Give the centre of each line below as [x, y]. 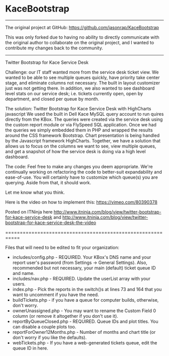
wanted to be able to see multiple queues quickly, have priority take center [82, 77]
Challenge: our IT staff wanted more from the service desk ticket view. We [82, 72]
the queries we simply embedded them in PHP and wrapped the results [79, 130]
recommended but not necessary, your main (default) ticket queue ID [84, 268]
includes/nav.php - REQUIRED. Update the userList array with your [81, 278]
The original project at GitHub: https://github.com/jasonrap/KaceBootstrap [82, 27]
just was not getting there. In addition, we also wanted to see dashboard [80, 88]
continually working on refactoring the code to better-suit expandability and [84, 172]
